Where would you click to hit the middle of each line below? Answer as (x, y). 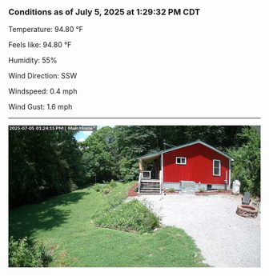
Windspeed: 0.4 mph (43, 91)
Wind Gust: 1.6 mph (40, 107)
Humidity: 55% (33, 60)
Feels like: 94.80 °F (40, 45)
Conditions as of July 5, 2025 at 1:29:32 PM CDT (104, 12)
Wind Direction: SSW (43, 76)
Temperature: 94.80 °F (46, 30)
